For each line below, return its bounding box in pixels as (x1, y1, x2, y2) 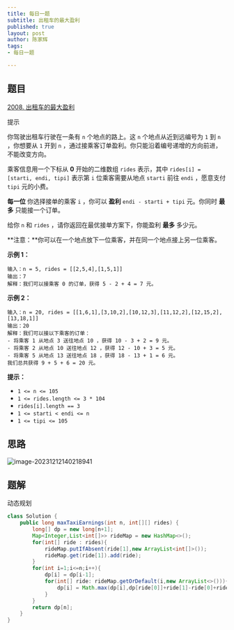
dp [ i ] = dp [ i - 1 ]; (44, 571, 95, 578)
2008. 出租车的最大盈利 (7, 103, 75, 111)
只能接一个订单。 (15, 205, 64, 214)
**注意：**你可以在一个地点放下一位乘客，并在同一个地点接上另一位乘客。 (7, 235, 221, 244)
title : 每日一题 (7, 10, 50, 17)
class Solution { (7, 513, 58, 520)
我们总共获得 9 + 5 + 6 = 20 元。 (7, 359, 99, 367)
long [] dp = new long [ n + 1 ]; (32, 526, 114, 533)
